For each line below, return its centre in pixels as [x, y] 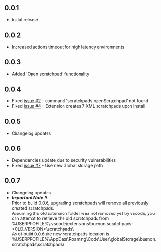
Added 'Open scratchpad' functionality [50, 74]
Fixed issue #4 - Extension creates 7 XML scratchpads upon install [78, 106]
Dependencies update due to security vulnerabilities [64, 160]
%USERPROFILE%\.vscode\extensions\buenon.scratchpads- [72, 223]
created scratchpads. [33, 208]
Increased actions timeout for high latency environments [68, 47]
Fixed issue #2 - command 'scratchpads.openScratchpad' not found [80, 101]
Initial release [25, 19]
